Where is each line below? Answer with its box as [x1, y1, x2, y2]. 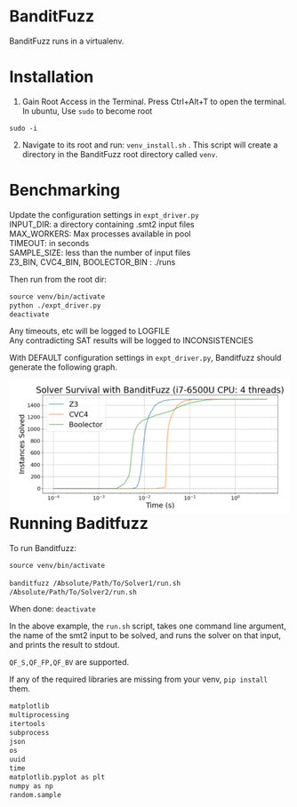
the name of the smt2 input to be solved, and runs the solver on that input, [9, 630, 282, 641]
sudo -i [9, 124, 38, 132]
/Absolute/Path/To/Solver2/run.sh [9, 588, 138, 597]
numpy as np [9, 782, 53, 791]
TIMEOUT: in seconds [9, 237, 90, 248]
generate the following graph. [9, 362, 118, 372]
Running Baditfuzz [9, 514, 149, 534]
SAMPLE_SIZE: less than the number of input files [9, 247, 191, 258]
